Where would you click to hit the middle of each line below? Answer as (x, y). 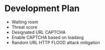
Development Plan (42, 8)
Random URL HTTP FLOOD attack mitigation (56, 42)
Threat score (24, 27)
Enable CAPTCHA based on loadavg (48, 37)
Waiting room (25, 22)
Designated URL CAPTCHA (38, 32)
